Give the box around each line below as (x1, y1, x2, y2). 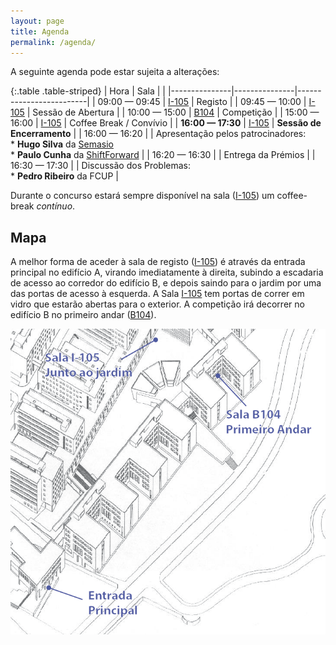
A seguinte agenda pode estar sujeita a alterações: (10, 66, 220, 78)
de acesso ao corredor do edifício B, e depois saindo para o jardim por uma (10, 277, 322, 289)
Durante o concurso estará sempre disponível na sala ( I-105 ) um (10, 190, 275, 202)
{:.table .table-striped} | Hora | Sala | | (10, 85, 167, 97)
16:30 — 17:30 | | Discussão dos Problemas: (10, 160, 192, 172)
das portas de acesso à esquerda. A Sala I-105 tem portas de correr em (10, 288, 305, 300)
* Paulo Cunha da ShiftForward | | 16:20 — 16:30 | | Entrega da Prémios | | (10, 149, 316, 161)
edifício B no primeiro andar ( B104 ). (10, 309, 157, 321)
